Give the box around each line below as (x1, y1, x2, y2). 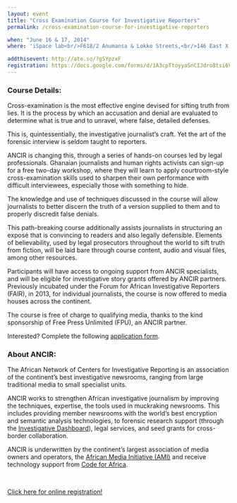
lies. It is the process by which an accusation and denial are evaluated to (7, 109, 219, 117)
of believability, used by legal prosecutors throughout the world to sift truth (7, 238, 225, 247)
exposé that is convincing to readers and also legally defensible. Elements (7, 231, 222, 240)
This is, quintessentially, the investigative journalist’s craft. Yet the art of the (7, 130, 226, 138)
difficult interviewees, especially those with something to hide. (7, 181, 189, 190)
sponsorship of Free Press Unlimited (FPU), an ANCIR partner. (7, 318, 188, 327)
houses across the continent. (7, 297, 92, 305)
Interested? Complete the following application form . (7, 332, 160, 341)
